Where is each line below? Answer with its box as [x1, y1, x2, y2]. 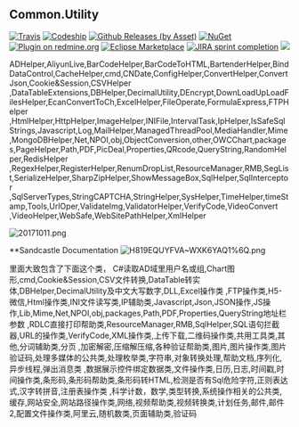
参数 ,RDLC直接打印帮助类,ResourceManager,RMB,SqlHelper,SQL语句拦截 [9, 318, 280, 329]
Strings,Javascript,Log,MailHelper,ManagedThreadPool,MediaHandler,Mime [9, 125, 288, 135]
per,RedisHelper [9, 153, 69, 164]
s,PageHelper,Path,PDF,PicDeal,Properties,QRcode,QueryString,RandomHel [9, 144, 287, 154]
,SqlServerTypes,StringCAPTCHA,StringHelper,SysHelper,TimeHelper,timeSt [9, 191, 289, 201]
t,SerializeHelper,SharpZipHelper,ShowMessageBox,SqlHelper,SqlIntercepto [9, 172, 289, 183]
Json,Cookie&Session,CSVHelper [9, 78, 132, 88]
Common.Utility [9, 7, 100, 22]
